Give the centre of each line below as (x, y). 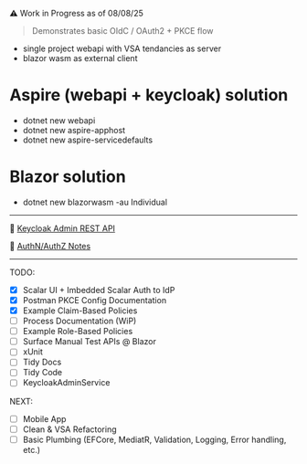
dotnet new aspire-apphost (74, 130)
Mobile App (44, 418)
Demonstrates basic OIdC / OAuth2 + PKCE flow (122, 31)
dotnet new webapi (59, 120)
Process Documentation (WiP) (79, 321)
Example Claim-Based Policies (80, 311)
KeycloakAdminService (66, 383)
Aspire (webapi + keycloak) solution (149, 95)
